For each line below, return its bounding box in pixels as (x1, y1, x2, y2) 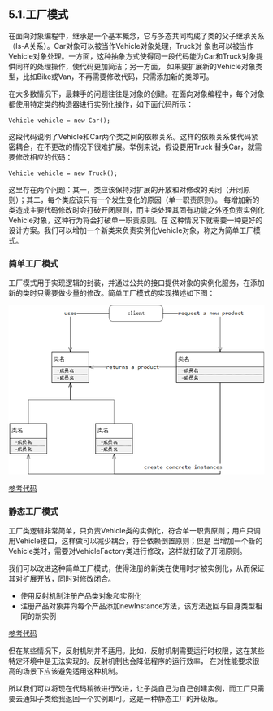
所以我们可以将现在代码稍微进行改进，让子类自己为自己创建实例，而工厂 (8, 683, 250, 694)
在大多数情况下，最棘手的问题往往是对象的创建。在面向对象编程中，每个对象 (8, 89, 265, 99)
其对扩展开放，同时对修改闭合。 (8, 573, 115, 584)
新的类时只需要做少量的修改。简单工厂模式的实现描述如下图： (8, 288, 215, 298)
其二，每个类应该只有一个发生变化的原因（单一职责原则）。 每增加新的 (25, 195, 260, 204)
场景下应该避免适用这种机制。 (22, 666, 123, 676)
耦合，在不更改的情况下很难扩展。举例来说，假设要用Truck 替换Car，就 (15, 142, 255, 151)
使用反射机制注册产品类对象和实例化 (19, 591, 142, 601)
